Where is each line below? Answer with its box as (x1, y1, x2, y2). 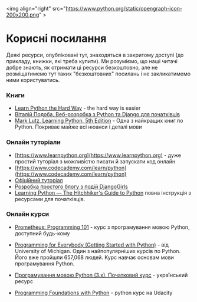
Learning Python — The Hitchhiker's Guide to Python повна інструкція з (14, 189, 192, 196)
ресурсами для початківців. (14, 195, 86, 202)
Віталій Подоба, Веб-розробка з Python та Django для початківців (14, 111, 180, 118)
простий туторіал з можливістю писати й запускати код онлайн (14, 157, 176, 165)
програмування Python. (14, 260, 75, 267)
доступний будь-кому (14, 229, 70, 237)
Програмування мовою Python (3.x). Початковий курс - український (14, 271, 188, 278)
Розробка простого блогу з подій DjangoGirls (14, 183, 128, 190)
